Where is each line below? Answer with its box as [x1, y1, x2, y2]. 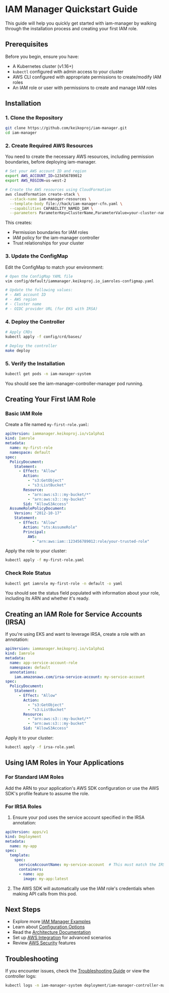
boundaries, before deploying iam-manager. [5, 159, 97, 165]
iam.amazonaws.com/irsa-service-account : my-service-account [14, 674, 145, 680]
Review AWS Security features [12, 940, 76, 946]
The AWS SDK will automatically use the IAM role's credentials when [12, 885, 155, 891]
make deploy [5, 348, 30, 353]
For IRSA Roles [5, 803, 42, 810]
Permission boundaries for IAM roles [12, 229, 89, 235]
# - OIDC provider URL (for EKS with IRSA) [5, 306, 98, 311]
